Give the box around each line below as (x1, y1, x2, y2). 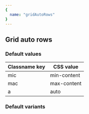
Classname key (8, 63, 45, 70)
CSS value (53, 63, 79, 70)
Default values (5, 50, 42, 57)
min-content (50, 72, 80, 79)
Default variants (5, 103, 46, 110)
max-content (50, 80, 82, 87)
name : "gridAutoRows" (10, 12, 55, 17)
